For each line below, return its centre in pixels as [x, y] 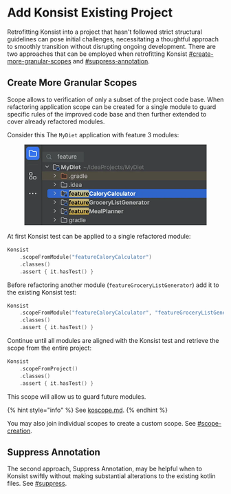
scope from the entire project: [49, 348]
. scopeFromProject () [49, 368]
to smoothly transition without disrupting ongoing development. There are [112, 46]
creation [19, 431]
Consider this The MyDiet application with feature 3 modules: [93, 135]
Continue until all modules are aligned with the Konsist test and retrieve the [113, 341]
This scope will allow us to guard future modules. [77, 396]
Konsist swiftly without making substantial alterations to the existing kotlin [111, 476]
